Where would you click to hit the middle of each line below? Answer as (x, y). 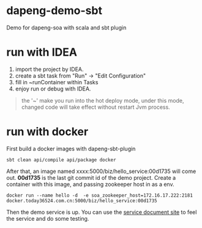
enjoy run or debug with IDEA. (53, 89)
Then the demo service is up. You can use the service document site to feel (102, 212)
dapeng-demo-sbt (54, 11)
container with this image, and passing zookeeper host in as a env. (90, 184)
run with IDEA (42, 52)
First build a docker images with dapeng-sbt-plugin (71, 149)
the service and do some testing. (48, 218)
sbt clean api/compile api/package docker (61, 160)
